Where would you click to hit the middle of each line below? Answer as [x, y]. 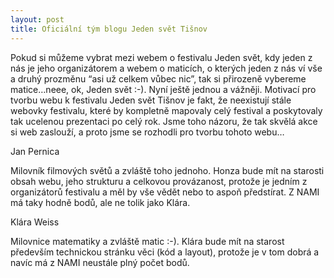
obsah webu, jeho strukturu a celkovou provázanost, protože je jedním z [159, 181]
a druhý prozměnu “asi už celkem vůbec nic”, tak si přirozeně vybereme [158, 78]
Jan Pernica [35, 151]
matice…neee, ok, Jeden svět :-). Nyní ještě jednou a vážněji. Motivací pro [163, 89]
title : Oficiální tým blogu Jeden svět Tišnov [109, 29]
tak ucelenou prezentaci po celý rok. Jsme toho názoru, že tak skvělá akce [164, 121]
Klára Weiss [35, 222]
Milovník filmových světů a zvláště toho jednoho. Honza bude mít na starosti [167, 170]
